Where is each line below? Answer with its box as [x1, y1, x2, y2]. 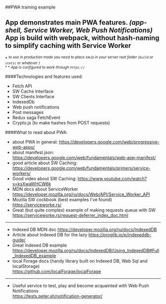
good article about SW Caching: [12, 160, 78, 166]
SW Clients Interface [12, 94, 54, 100]
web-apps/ [12, 144, 35, 150]
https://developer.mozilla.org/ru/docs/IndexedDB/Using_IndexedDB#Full [12, 248, 160, 254]
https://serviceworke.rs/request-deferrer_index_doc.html [12, 212, 128, 219]
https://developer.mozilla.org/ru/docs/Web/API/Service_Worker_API [12, 191, 150, 197]
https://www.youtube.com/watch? [77, 176, 147, 182]
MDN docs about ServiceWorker [12, 186, 79, 192]
